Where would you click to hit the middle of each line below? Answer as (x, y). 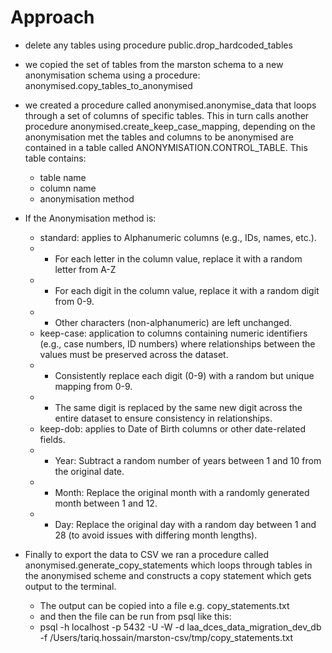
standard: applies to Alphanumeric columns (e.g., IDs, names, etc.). (178, 237)
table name (63, 177)
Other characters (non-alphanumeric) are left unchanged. (173, 322)
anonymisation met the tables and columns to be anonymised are (159, 137)
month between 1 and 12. (106, 503)
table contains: (55, 158)
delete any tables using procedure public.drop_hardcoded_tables (158, 45)
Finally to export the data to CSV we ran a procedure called (147, 554)
